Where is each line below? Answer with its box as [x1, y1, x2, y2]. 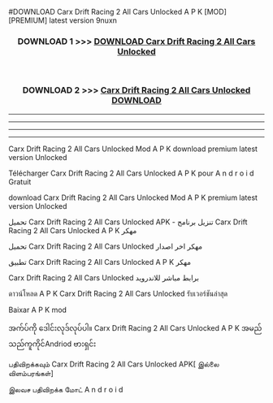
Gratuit [8, 176, 32, 186]
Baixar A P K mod [8, 305, 67, 314]
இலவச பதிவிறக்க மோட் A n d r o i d [8, 384, 123, 394]
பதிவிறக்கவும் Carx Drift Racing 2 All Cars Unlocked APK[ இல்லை [8, 359, 219, 369]
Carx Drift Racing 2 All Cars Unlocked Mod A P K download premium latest [8, 144, 258, 154]
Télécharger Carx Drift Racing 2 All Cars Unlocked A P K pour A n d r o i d [8, 168, 254, 178]
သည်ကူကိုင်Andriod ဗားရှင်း [8, 339, 97, 349]
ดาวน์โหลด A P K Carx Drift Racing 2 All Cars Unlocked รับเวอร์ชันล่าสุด [8, 288, 228, 298]
